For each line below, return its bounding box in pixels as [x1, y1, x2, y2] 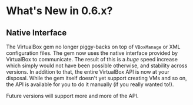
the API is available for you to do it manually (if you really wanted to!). [6, 81, 174, 88]
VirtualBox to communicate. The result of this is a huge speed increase [6, 56, 178, 63]
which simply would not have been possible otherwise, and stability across [6, 62, 188, 69]
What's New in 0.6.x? [6, 4, 113, 18]
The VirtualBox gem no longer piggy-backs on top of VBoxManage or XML [6, 43, 181, 50]
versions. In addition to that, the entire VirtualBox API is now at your [6, 68, 169, 75]
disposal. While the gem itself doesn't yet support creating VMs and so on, [6, 75, 187, 81]
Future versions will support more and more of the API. [6, 93, 139, 99]
